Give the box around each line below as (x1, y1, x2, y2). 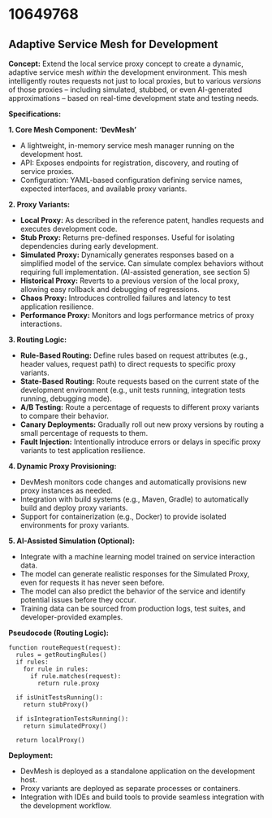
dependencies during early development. (19, 241, 158, 250)
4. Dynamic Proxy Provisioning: (8, 461, 117, 471)
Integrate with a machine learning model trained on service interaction (19, 552, 256, 561)
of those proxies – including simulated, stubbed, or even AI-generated (8, 85, 243, 94)
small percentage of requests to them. (19, 429, 149, 437)
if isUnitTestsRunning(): (15, 694, 104, 702)
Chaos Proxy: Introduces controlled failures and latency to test (19, 294, 231, 302)
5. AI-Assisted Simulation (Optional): (8, 536, 136, 546)
